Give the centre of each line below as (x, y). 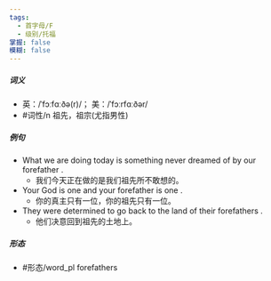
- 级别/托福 (36, 34)
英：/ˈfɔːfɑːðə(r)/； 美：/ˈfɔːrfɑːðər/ (85, 104)
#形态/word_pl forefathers (70, 268)
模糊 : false (30, 51)
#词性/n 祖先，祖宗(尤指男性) (75, 116)
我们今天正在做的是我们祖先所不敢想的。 (109, 181)
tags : (19, 17)
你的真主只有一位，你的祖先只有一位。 (105, 201)
